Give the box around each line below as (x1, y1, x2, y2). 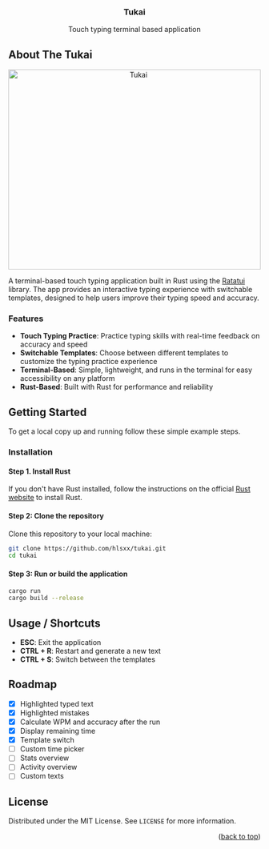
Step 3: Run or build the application (8, 569, 128, 579)
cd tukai (8, 551, 38, 560)
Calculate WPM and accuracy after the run (19, 717, 161, 727)
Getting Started (8, 405, 87, 418)
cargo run (8, 587, 42, 595)
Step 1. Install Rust (8, 467, 70, 476)
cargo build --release (8, 595, 84, 603)
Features (8, 313, 44, 324)
